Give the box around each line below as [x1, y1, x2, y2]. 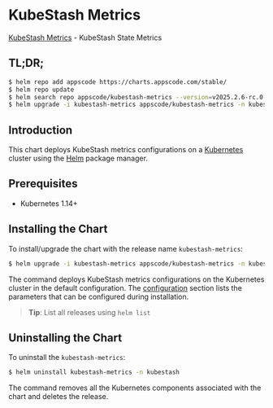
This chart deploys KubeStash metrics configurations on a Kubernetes [8, 145, 244, 155]
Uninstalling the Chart [8, 331, 123, 344]
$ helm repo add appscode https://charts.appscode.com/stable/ [8, 77, 227, 86]
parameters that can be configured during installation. [8, 292, 189, 301]
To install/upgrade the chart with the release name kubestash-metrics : [8, 243, 244, 253]
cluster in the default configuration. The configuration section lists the [8, 283, 242, 292]
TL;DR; [8, 56, 45, 70]
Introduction [8, 123, 73, 137]
